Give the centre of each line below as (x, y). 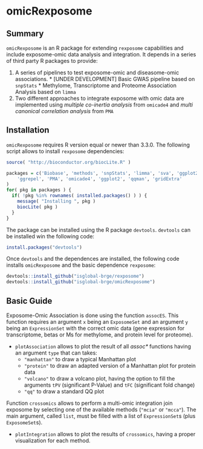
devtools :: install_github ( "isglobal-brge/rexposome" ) (76, 277)
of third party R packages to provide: (52, 61)
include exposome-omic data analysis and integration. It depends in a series (101, 54)
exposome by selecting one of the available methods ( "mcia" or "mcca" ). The (101, 409)
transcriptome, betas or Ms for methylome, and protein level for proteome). (100, 335)
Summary (25, 34)
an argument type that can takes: (56, 353)
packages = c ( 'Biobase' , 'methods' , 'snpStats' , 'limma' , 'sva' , (90, 173)
